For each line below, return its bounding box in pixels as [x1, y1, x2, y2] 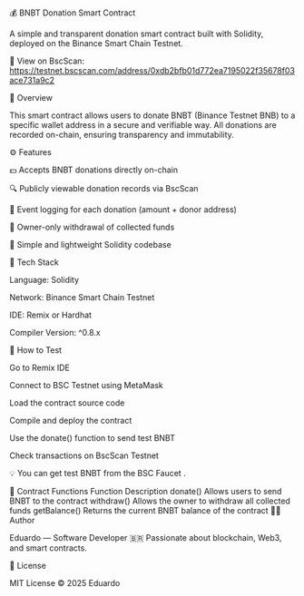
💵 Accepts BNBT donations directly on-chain [9, 164, 179, 175]
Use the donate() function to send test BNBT [9, 433, 175, 443]
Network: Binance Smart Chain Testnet [9, 292, 155, 302]
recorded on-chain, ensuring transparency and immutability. [9, 130, 234, 140]
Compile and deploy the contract [9, 415, 132, 425]
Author [9, 515, 35, 525]
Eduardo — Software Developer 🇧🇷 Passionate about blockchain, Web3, [9, 532, 282, 542]
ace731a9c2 [9, 75, 55, 85]
